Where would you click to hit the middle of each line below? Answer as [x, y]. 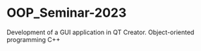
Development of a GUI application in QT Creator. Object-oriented [100, 32]
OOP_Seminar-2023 [67, 13]
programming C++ [33, 39]
